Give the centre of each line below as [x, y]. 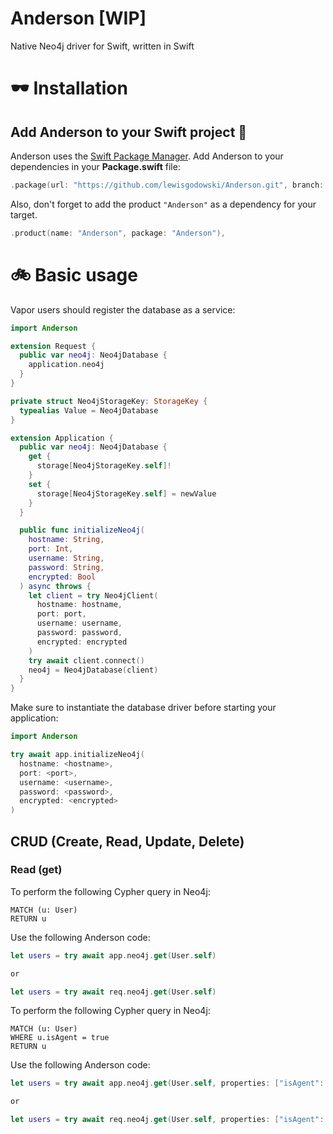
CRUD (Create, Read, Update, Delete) [127, 841]
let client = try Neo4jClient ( [93, 595]
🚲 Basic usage [74, 274]
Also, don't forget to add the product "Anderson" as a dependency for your [163, 204]
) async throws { [55, 586]
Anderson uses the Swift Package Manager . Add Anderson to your [147, 156]
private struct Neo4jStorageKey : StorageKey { [109, 401]
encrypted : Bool [62, 577]
